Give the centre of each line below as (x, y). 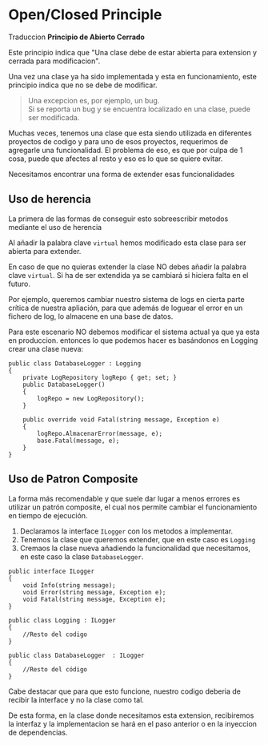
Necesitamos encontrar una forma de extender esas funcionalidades (122, 174)
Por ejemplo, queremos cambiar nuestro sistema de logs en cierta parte (127, 299)
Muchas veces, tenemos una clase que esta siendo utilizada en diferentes (130, 133)
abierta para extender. (45, 251)
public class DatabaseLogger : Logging (75, 363)
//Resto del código (55, 669)
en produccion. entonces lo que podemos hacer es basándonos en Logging (133, 340)
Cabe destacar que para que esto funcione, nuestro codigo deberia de (125, 691)
